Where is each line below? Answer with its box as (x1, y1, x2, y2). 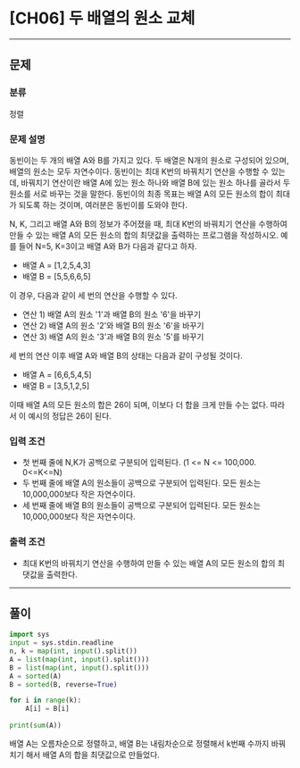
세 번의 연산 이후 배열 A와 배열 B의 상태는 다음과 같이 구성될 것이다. (9, 350, 243, 361)
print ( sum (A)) (9, 721, 62, 730)
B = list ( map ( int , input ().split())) (9, 663, 150, 672)
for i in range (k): (9, 696, 82, 705)
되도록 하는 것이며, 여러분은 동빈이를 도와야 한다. (18, 199, 187, 210)
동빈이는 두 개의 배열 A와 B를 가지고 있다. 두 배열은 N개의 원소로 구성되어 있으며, (9, 154, 289, 165)
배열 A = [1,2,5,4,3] (21, 260, 91, 271)
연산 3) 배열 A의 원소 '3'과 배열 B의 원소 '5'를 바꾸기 (21, 331, 204, 342)
